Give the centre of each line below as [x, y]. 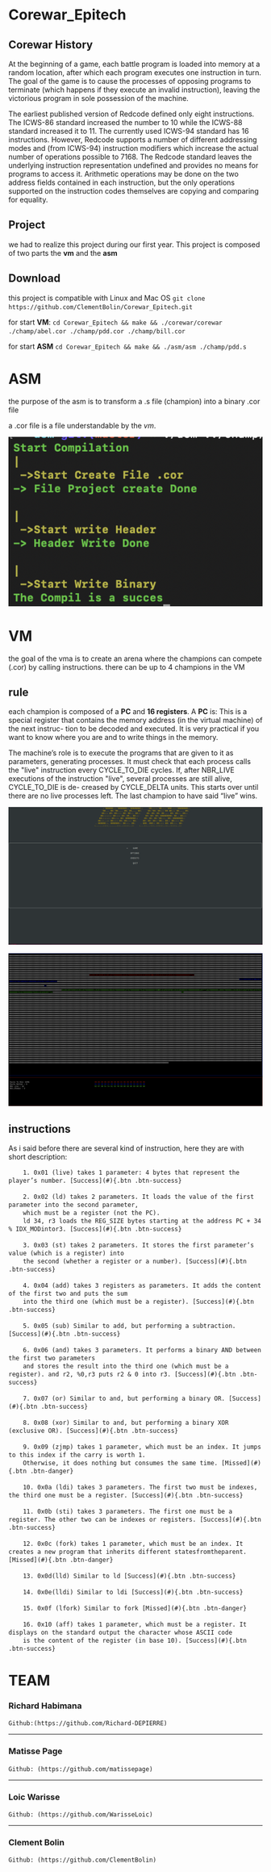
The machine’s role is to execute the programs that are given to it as [121, 753]
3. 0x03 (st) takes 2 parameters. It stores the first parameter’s [138, 1245]
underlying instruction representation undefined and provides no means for [133, 165]
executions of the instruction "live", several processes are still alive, [120, 779]
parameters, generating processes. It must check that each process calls [130, 762]
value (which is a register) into [67, 1253]
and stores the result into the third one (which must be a [126, 1366]
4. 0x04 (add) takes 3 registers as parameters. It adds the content [142, 1285]
